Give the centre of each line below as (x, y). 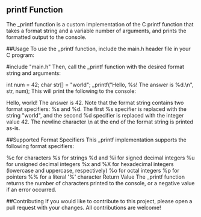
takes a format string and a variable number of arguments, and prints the (96, 31)
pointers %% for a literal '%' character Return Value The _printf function (96, 177)
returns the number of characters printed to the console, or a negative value (100, 183)
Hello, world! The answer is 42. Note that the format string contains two (95, 103)
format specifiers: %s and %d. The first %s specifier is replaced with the (96, 109)
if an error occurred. (31, 189)
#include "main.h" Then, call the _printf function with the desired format (95, 67)
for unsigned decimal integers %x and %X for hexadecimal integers (90, 164)
